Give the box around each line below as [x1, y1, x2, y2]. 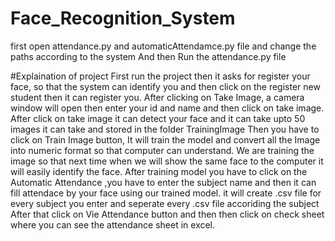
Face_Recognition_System [10, 7, 236, 30]
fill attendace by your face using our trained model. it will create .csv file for [10, 187, 322, 199]
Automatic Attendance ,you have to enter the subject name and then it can [10, 176, 317, 188]
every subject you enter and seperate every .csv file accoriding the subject [10, 197, 320, 209]
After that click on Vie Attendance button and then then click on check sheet [10, 208, 325, 220]
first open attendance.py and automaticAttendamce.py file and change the [10, 40, 317, 52]
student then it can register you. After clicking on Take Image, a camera [10, 91, 305, 103]
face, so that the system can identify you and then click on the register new [10, 80, 321, 92]
